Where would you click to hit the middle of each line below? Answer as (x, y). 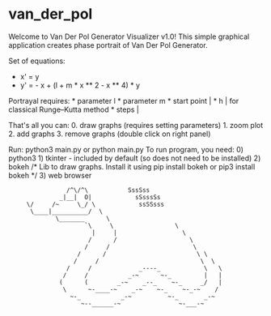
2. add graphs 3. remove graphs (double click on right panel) (110, 134)
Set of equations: (37, 61)
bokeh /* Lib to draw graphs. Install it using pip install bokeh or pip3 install (132, 166)
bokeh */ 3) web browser (50, 175)
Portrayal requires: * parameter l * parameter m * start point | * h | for (124, 100)
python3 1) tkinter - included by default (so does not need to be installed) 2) (135, 158)
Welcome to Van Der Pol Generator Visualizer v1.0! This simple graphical (129, 36)
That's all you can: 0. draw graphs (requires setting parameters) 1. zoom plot (136, 125)
